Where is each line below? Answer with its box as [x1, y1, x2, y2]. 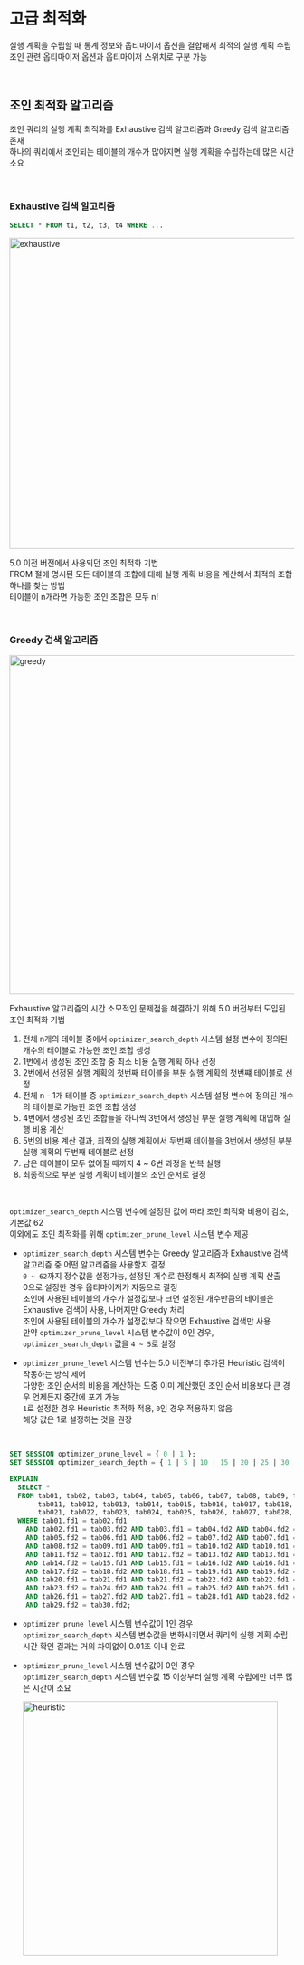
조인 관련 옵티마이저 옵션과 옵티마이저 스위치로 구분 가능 [9, 51, 208, 62]
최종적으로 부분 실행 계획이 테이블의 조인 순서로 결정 [22, 1169, 206, 1181]
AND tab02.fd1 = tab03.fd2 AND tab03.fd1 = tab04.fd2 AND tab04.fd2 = [25, 1525, 298, 1534]
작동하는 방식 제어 [22, 1369, 86, 1380]
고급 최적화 [9, 8, 87, 29]
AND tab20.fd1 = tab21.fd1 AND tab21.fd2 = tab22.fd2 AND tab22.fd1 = [25, 1575, 298, 1584]
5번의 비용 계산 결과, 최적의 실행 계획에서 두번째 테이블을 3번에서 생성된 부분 [22, 1135, 293, 1146]
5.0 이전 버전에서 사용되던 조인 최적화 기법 [9, 557, 159, 568]
